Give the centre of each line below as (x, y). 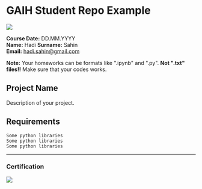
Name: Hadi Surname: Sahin (42, 45)
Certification (25, 167)
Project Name (32, 88)
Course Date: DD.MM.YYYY (41, 38)
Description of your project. (40, 102)
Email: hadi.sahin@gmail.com (43, 51)
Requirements (33, 122)
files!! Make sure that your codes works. (57, 69)
